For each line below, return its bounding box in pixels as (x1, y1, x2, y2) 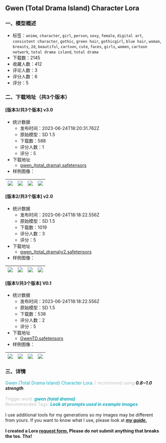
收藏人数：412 (12, 61, 42, 67)
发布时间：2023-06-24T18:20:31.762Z (20, 125, 100, 131)
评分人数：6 (12, 73, 38, 79)
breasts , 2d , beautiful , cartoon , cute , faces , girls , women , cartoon (12, 43, 147, 49)
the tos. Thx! (5, 433, 33, 439)
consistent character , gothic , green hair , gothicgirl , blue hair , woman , (12, 38, 161, 44)
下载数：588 (20, 137, 46, 143)
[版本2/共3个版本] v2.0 (5, 193, 54, 200)
